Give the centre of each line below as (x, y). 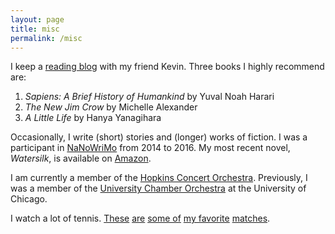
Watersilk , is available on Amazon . (81, 158)
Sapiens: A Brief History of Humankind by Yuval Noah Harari (149, 97)
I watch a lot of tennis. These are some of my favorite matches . (140, 218)
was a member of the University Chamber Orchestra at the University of (158, 188)
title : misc (35, 29)
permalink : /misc (46, 38)
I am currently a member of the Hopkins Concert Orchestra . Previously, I (159, 178)
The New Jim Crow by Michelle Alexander (111, 107)
